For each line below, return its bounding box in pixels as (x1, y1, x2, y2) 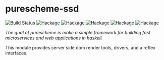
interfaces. (5, 50, 28, 56)
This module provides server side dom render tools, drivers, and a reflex (5, 44, 155, 50)
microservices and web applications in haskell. (5, 35, 103, 41)
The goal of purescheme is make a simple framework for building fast (5, 29, 151, 35)
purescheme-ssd (5, 3, 79, 15)
